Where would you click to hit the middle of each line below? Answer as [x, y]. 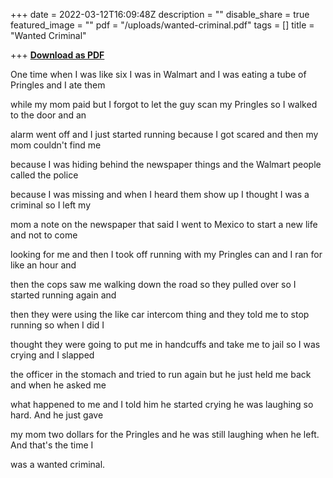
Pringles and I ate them [58, 85]
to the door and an [48, 115]
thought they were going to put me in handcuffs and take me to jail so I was [165, 344]
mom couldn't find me [56, 145]
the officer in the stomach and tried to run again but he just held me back [161, 374]
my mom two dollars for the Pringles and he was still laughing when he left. [165, 434]
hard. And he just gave [57, 415]
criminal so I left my [51, 205]
